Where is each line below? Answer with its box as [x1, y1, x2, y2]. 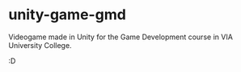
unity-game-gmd [8, 6, 127, 24]
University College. [8, 40, 72, 50]
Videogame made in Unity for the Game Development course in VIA [8, 32, 233, 42]
